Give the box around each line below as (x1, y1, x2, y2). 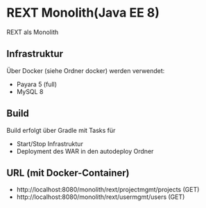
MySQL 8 (16, 87, 44, 95)
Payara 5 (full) (16, 80, 57, 88)
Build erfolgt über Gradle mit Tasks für (6, 126, 116, 134)
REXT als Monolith (6, 28, 59, 36)
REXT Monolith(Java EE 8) (6, 5, 160, 21)
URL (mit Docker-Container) (6, 167, 130, 179)
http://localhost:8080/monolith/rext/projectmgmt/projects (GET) (16, 186, 200, 194)
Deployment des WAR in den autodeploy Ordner (16, 147, 154, 155)
